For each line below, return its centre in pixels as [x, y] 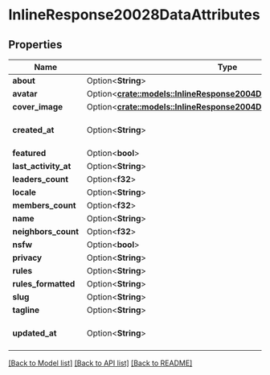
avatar [25, 94]
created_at [33, 130]
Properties [35, 45]
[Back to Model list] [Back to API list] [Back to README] [100, 363]
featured [29, 153]
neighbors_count [45, 231]
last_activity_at [42, 166]
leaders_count [41, 179]
